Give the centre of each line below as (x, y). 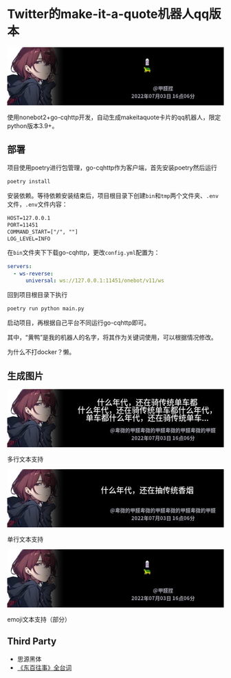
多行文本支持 (25, 459)
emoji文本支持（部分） (39, 619)
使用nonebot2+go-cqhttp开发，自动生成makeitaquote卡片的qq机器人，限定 (114, 117)
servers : (20, 266)
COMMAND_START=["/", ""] (43, 232)
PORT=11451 (23, 225)
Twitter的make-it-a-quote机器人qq (108, 14)
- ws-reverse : (33, 274)
